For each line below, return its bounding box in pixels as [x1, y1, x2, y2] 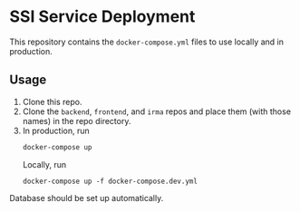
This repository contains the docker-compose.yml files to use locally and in [9, 36, 284, 47]
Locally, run [22, 159, 66, 169]
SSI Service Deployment [9, 6, 196, 27]
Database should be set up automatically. [9, 192, 164, 203]
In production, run [22, 125, 91, 136]
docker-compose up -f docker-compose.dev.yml [22, 177, 198, 186]
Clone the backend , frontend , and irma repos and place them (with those [22, 106, 292, 117]
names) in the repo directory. [22, 115, 131, 126]
